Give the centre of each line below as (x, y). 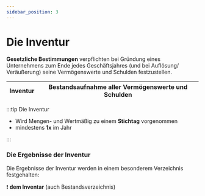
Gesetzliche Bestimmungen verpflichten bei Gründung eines (83, 59)
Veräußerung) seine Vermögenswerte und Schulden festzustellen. (89, 72)
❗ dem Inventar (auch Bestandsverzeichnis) (61, 187)
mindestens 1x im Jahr (43, 127)
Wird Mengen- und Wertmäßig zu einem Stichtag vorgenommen (96, 121)
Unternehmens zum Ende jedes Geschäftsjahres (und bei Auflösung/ (93, 65)
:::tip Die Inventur (28, 109)
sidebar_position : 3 (33, 12)
